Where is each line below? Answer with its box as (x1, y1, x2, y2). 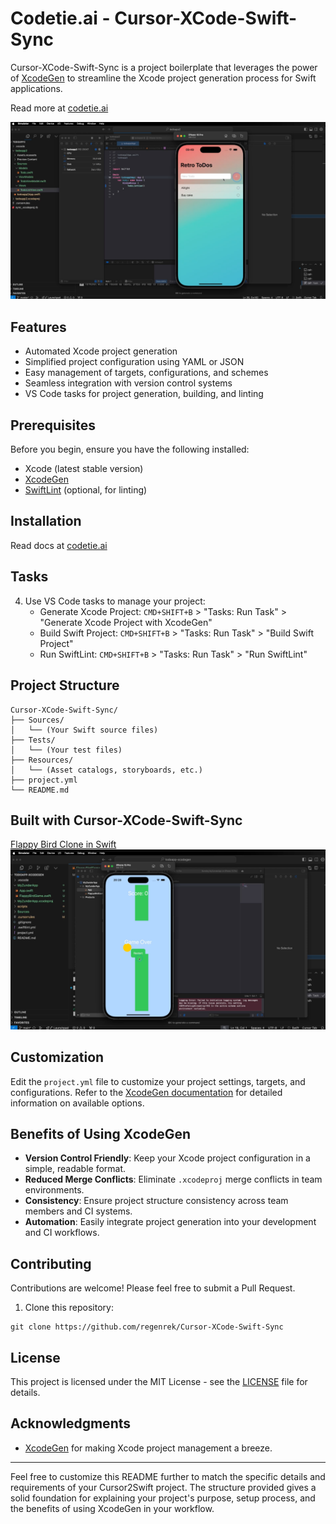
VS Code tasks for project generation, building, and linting (24, 388, 264, 400)
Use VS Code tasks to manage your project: (24, 595, 206, 607)
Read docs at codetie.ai (10, 539, 108, 551)
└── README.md (10, 785, 70, 795)
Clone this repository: (24, 1302, 114, 1314)
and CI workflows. (24, 1227, 100, 1239)
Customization (10, 1049, 105, 1066)
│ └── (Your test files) (10, 745, 123, 755)
